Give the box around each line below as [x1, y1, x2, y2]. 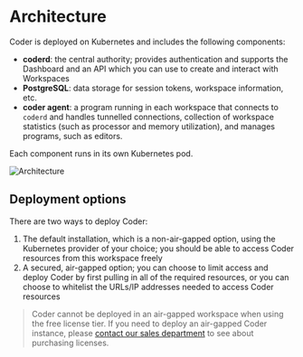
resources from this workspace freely [22, 252, 163, 263]
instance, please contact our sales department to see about [31, 327, 254, 338]
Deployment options [9, 192, 127, 207]
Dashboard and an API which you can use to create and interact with [22, 63, 279, 74]
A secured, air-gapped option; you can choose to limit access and [22, 262, 269, 273]
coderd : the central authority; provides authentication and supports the [22, 53, 289, 64]
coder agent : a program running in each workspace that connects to [22, 101, 279, 112]
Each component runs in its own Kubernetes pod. [9, 147, 194, 159]
